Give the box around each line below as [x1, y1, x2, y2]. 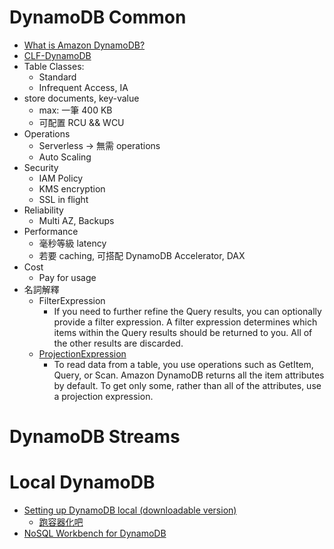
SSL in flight [38, 193, 89, 205]
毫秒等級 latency [38, 237, 107, 249]
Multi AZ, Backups [38, 214, 115, 226]
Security [23, 161, 59, 173]
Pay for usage [38, 271, 97, 283]
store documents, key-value [23, 92, 140, 104]
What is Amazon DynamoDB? [23, 39, 146, 51]
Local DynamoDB [9, 471, 156, 494]
